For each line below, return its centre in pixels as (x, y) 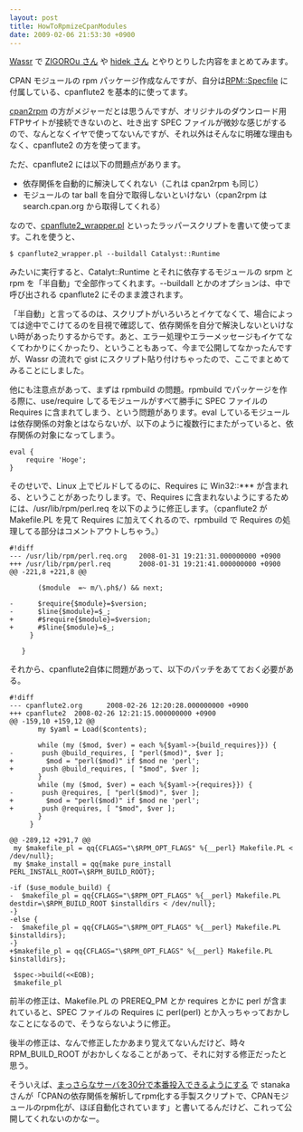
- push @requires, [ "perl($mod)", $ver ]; (105, 793)
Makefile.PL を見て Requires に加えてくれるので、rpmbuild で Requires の (146, 520)
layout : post (34, 18)
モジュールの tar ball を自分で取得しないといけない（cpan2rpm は (145, 195)
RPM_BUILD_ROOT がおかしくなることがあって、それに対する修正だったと (148, 1054)
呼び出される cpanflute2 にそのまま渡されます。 (99, 294)
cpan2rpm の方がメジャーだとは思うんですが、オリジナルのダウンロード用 (148, 111)
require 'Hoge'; (57, 460)
